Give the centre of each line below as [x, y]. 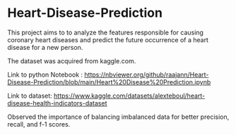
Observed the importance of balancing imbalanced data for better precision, [118, 117]
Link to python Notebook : [45, 75]
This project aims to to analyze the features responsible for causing [105, 32]
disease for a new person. [45, 47]
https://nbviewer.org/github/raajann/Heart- [147, 75]
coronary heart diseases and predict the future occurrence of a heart [108, 39]
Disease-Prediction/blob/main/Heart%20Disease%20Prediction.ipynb [109, 82]
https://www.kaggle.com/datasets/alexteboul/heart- [130, 96]
